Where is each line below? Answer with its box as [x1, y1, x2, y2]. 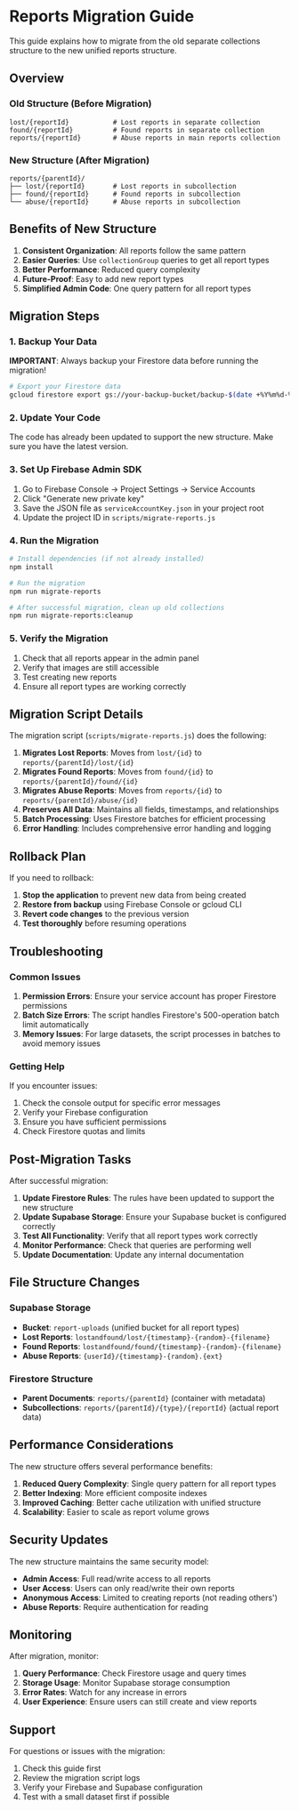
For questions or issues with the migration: [9, 1746, 166, 1757]
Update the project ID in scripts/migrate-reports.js [21, 511, 216, 522]
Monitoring [9, 1628, 73, 1643]
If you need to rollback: [9, 873, 94, 883]
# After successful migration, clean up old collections [9, 603, 225, 612]
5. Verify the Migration [9, 632, 109, 645]
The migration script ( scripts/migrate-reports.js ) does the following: [9, 730, 267, 741]
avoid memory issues [21, 1038, 101, 1049]
